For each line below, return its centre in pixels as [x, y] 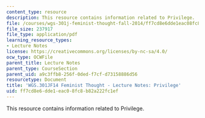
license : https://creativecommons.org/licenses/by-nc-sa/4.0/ [87, 52]
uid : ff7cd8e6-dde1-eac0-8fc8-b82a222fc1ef [63, 91]
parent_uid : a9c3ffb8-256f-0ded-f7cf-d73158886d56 [72, 74]
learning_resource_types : [39, 40]
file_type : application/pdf [42, 35]
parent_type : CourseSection [42, 68]
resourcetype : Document [37, 80]
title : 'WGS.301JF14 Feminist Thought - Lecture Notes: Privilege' [94, 86]
